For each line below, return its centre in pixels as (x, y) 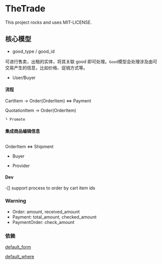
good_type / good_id (33, 51)
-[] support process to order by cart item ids (50, 188)
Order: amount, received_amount (46, 212)
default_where (20, 256)
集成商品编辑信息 (23, 131)
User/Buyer (24, 78)
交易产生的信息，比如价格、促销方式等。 (46, 68)
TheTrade (25, 9)
